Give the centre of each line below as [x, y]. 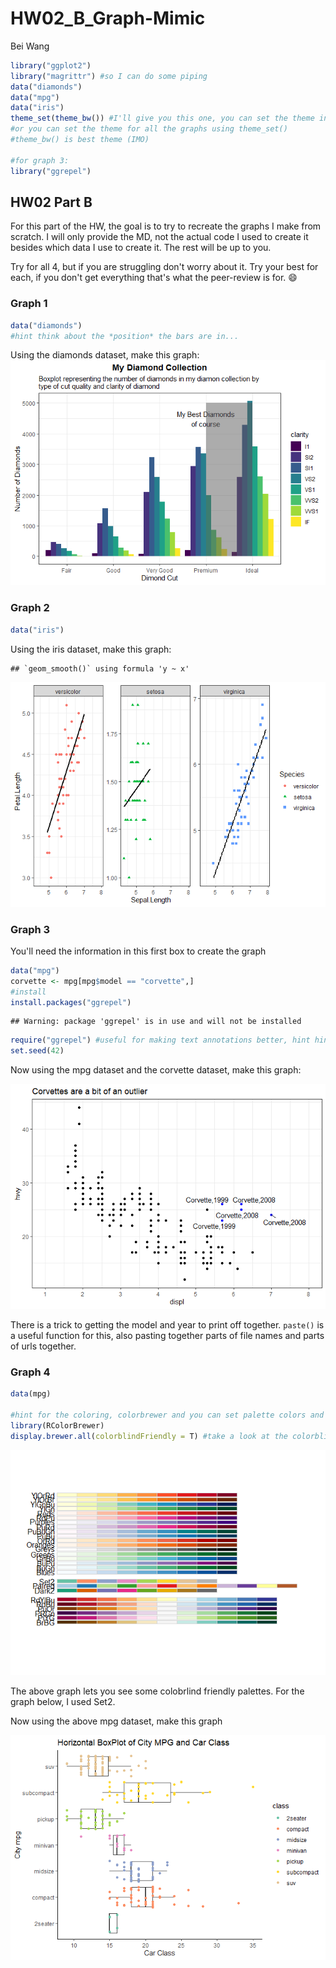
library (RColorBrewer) [57, 1426]
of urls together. [43, 1346]
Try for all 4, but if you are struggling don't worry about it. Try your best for [164, 267]
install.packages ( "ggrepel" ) [71, 1002]
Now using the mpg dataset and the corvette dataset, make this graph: [156, 1070]
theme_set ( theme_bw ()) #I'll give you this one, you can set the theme [162, 118]
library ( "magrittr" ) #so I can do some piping [109, 76]
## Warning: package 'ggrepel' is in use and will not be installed [156, 1022]
